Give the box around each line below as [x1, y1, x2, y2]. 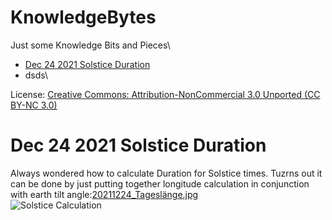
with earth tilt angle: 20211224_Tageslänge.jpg [10, 188, 199, 200]
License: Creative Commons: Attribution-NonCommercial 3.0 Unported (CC [10, 88, 321, 100]
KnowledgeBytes [10, 6, 157, 29]
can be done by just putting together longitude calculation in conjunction [10, 177, 310, 190]
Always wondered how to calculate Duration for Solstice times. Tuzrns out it [10, 167, 323, 179]
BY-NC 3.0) [10, 99, 58, 111]
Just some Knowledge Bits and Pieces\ [10, 39, 171, 51]
